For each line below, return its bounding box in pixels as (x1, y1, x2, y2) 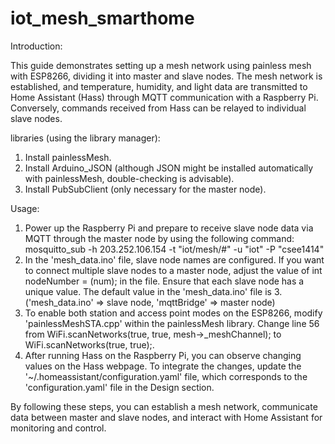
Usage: (10, 202, 40, 214)
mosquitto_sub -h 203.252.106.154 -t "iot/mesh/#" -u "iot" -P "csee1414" (24, 243, 325, 255)
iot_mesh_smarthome (10, 7, 195, 30)
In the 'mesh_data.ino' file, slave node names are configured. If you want (24, 253, 325, 266)
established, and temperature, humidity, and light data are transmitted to (10, 80, 308, 92)
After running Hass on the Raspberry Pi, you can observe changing (24, 349, 302, 361)
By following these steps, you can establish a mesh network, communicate (10, 400, 318, 412)
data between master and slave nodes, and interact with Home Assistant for (10, 411, 323, 423)
